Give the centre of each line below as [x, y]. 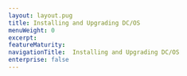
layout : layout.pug [41, 15]
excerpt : [23, 38]
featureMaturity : [37, 45]
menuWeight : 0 [32, 30]
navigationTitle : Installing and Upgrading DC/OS [94, 52]
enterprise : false [39, 60]
